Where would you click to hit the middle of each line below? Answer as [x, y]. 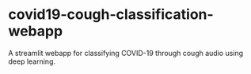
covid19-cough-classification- [111, 15]
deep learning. [32, 61]
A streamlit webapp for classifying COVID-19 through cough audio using [126, 53]
